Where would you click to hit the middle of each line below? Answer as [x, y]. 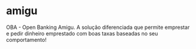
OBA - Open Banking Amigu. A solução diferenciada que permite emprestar [98, 27]
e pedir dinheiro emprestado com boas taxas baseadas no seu [82, 33]
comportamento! [27, 40]
